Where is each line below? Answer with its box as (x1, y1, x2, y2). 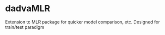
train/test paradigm (5, 24, 45, 30)
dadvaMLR (5, 3, 51, 14)
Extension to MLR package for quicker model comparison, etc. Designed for (5, 19, 160, 25)
